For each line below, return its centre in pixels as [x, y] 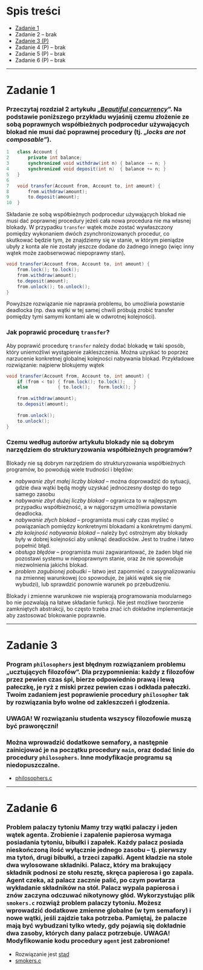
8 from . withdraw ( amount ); [47, 191]
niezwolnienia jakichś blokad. [51, 565]
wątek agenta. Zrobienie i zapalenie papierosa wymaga [89, 835]
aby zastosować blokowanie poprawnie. [56, 615]
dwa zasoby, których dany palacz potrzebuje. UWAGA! [88, 933]
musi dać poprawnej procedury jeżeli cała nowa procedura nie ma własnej [99, 221]
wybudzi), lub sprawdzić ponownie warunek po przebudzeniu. [92, 584]
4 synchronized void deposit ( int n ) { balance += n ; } [86, 169]
